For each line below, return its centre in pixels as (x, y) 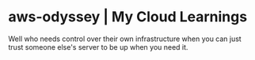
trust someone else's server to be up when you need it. (98, 47)
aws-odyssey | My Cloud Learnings (128, 17)
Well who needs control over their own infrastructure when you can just (125, 39)
